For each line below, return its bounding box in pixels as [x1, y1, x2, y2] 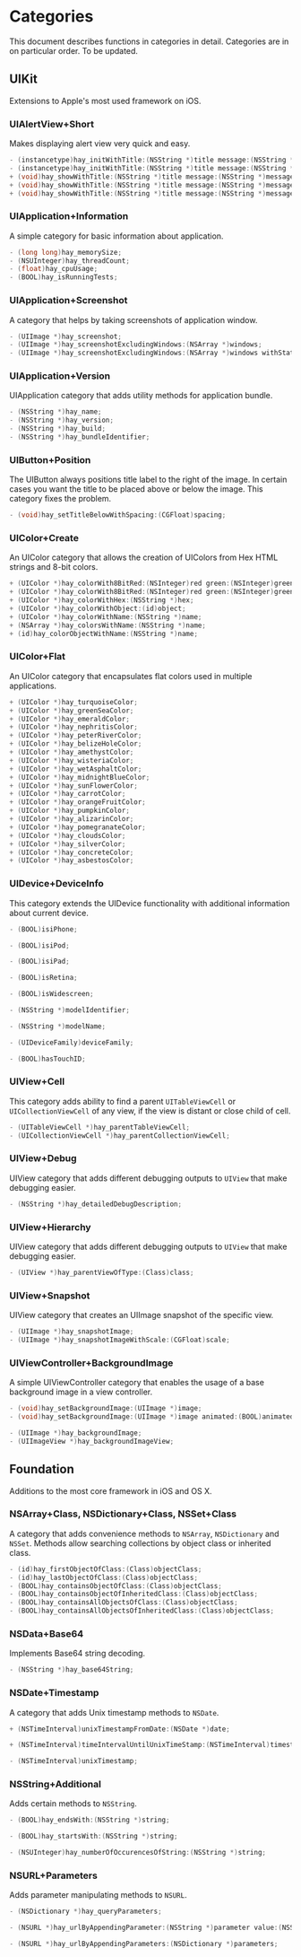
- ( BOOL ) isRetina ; [9, 974, 78, 983]
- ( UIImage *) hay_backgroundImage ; [9, 1428, 142, 1437]
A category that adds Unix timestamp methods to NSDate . [9, 1707, 219, 1717]
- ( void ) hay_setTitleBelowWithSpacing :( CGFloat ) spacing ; [9, 511, 227, 520]
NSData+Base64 [9, 1628, 84, 1640]
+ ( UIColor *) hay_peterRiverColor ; [9, 731, 142, 740]
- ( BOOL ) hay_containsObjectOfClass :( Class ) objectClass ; [9, 1581, 222, 1590]
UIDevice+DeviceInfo [9, 878, 105, 890]
